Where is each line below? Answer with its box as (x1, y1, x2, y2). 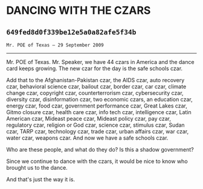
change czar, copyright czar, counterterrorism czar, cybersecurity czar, (6, 89, 184, 97)
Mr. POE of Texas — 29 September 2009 (6, 42, 104, 48)
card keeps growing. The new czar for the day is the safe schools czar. (6, 65, 183, 72)
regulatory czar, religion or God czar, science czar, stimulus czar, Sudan (6, 121, 185, 129)
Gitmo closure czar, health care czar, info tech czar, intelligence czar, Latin (6, 109, 192, 115)
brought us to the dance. (6, 164, 68, 171)
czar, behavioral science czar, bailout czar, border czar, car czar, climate (6, 83, 187, 90)
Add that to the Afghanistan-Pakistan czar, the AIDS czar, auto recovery (6, 77, 185, 83)
